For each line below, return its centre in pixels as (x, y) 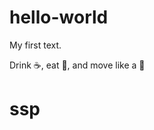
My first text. (35, 45)
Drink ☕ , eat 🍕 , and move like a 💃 (77, 65)
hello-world (59, 17)
